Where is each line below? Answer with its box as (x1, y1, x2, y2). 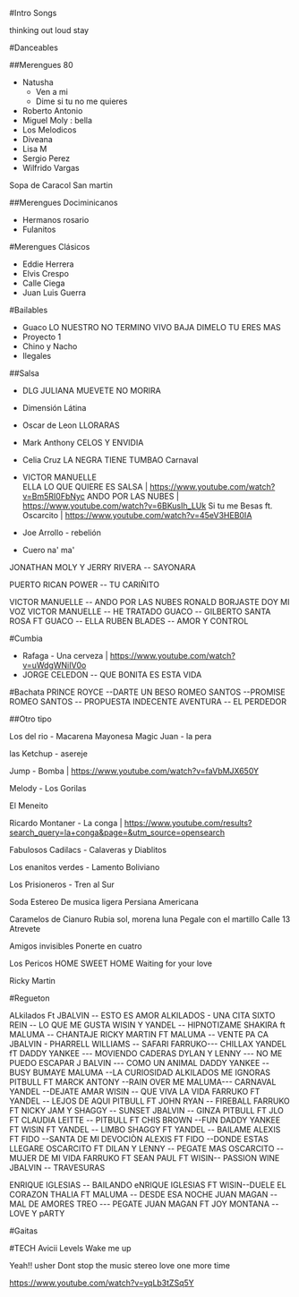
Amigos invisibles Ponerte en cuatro (9, 941, 142, 951)
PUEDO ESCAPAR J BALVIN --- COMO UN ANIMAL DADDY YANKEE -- (9, 1058, 270, 1068)
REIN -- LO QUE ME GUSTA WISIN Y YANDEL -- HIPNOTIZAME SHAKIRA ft (9, 1020, 286, 1030)
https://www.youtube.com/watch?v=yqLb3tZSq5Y (9, 1277, 194, 1288)
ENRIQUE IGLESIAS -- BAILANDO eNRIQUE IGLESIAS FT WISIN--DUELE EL (9, 1180, 286, 1190)
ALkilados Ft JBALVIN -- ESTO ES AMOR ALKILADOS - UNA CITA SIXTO (9, 1011, 276, 1020)
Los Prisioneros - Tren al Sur (9, 879, 115, 890)
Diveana (21, 134, 54, 144)
